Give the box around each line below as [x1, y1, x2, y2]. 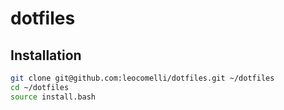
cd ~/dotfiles [10, 82, 70, 92]
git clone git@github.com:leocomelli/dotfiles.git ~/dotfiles [10, 73, 275, 83]
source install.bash [10, 92, 97, 102]
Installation [10, 47, 82, 64]
